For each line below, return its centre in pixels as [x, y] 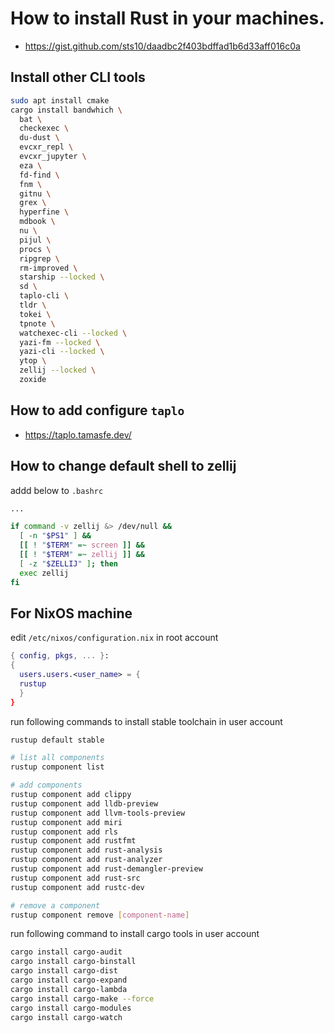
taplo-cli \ [44, 296]
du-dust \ [39, 138]
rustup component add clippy [71, 795]
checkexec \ [44, 128]
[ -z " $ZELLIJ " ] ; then [68, 563]
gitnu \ [35, 193]
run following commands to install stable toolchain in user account [146, 721]
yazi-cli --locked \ [62, 352]
